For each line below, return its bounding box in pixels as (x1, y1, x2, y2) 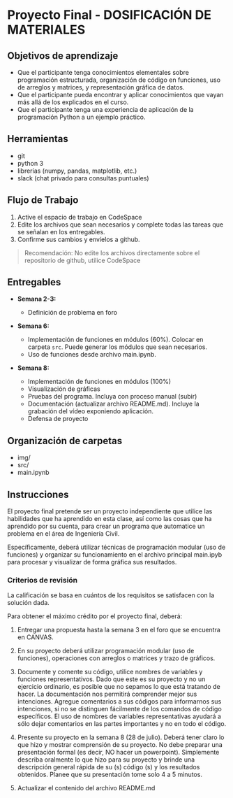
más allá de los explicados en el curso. (17, 98, 129, 106)
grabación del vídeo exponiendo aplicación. (27, 407, 154, 415)
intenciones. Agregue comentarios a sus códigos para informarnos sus (17, 697, 222, 706)
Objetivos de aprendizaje (7, 50, 119, 62)
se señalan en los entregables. (17, 227, 106, 236)
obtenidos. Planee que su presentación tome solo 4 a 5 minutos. (17, 770, 202, 779)
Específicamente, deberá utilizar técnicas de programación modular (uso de (7, 543, 226, 552)
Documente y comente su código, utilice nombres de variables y (17, 668, 203, 676)
